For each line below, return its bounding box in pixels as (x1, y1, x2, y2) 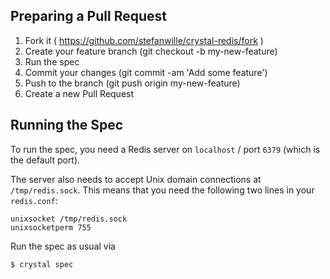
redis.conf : (10, 194, 58, 206)
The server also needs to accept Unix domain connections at (10, 173, 262, 185)
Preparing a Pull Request (10, 8, 167, 25)
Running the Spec (10, 117, 124, 134)
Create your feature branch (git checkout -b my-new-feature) (24, 45, 278, 57)
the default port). (10, 154, 81, 166)
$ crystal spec (10, 259, 74, 269)
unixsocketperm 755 (10, 222, 92, 233)
